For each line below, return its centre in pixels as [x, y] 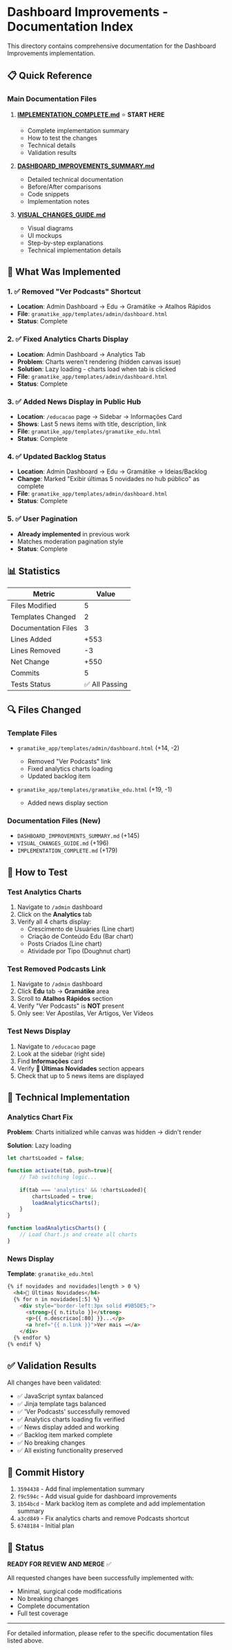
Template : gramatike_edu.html [51, 1274]
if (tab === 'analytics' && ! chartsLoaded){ [83, 1190]
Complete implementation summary [78, 130]
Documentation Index [70, 27]
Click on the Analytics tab [54, 914]
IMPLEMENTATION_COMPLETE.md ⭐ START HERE [91, 114]
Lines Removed [36, 650]
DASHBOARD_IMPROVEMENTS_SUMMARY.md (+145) [78, 836]
